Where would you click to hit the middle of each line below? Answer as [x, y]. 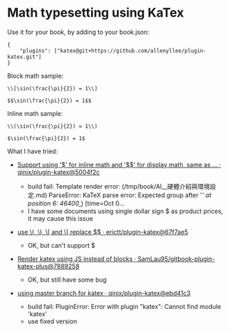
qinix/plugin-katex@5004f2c [58, 172]
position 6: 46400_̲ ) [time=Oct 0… [76, 203]
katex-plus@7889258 [48, 266]
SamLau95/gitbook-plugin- [176, 259]
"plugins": [35, 51]
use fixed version [52, 321]
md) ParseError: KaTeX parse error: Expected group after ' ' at [124, 195]
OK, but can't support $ [61, 245]
